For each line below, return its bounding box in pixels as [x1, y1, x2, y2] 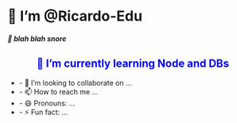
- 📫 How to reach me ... [18, 86, 99, 96]
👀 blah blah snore [7, 33, 67, 43]
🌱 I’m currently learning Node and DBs [36, 57, 230, 71]
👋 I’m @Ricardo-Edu [7, 7, 143, 25]
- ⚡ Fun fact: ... [18, 107, 68, 117]
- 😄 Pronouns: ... [18, 98, 76, 108]
